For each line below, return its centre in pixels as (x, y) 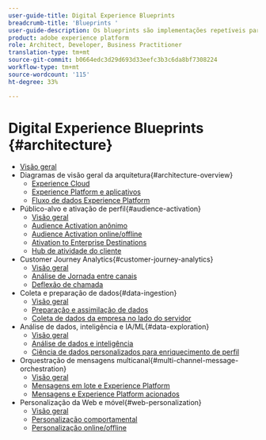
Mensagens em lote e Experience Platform (101, 386)
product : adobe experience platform (68, 38)
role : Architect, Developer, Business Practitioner (95, 45)
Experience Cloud (61, 184)
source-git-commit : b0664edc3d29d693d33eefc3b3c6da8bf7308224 (113, 60)
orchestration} (43, 369)
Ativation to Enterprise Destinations (89, 243)
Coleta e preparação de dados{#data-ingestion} (98, 293)
